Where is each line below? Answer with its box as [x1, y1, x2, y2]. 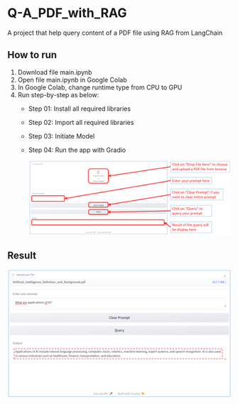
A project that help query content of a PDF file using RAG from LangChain [7, 28, 223, 37]
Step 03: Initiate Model [28, 131, 95, 140]
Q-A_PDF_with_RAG [7, 5, 127, 21]
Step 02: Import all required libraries [28, 118, 134, 126]
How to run [7, 49, 58, 61]
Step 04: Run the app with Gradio [28, 146, 126, 154]
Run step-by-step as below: [17, 90, 99, 99]
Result [7, 250, 37, 262]
